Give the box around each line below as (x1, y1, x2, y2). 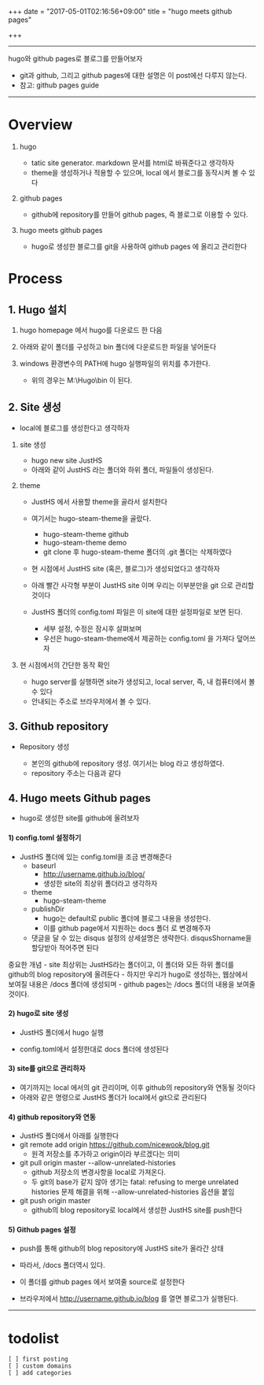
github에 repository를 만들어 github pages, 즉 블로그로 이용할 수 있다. (31, 209, 249, 219)
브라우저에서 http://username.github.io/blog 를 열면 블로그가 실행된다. (19, 1294, 239, 1303)
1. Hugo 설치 (8, 303, 67, 316)
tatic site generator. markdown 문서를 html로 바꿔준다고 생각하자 (31, 157, 234, 168)
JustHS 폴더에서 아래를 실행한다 (19, 1131, 119, 1140)
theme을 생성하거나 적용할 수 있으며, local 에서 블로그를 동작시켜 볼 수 (31, 168, 247, 177)
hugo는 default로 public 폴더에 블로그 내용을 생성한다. (42, 913, 211, 923)
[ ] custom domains (8, 1362, 72, 1370)
